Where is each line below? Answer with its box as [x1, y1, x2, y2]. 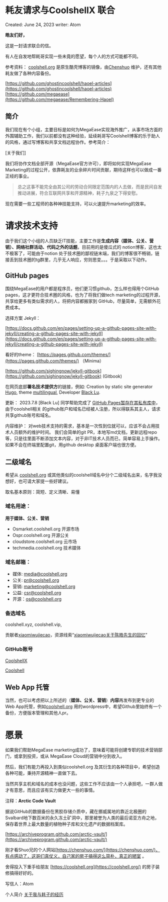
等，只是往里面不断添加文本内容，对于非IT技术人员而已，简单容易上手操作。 [5, 435, 162, 441]
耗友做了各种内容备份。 [5, 70, 53, 76]
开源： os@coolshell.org [12, 596, 61, 602]
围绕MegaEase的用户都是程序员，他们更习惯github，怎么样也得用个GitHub [5, 285, 159, 292]
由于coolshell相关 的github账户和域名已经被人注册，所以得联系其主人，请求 [5, 406, 161, 412]
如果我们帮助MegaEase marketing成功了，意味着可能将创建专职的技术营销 [5, 747, 158, 753]
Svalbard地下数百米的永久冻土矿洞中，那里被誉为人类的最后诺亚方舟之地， [5, 815, 159, 821]
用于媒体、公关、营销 [5, 515, 49, 521]
